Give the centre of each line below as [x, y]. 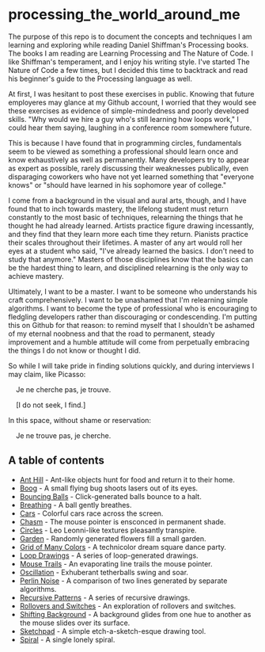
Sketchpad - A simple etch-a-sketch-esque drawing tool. [113, 631]
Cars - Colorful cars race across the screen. [91, 513]
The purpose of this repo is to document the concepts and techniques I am [130, 36]
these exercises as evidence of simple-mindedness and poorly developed [129, 111]
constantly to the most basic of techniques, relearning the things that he [126, 217]
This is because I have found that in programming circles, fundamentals [125, 143]
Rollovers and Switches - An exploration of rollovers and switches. [128, 606]
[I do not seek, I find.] [51, 405]
